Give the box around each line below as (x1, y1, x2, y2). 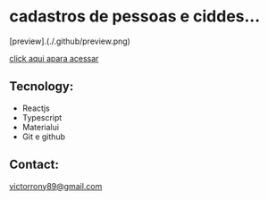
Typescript (21, 112, 63, 122)
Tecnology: (9, 79, 74, 95)
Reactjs (21, 103, 51, 113)
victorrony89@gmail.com (9, 180, 103, 191)
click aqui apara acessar (9, 53, 99, 63)
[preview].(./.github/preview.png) (9, 36, 131, 46)
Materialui (21, 121, 60, 132)
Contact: (9, 157, 60, 172)
